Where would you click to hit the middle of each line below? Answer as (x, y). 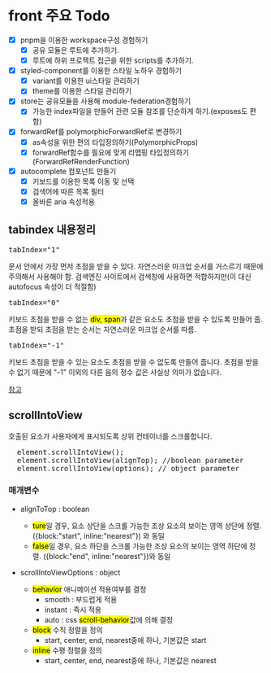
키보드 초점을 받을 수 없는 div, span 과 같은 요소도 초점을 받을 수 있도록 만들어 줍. (136, 319)
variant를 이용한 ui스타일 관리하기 (86, 81)
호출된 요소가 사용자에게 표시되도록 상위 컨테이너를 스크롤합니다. (110, 436)
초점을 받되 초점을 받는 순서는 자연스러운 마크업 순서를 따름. (103, 329)
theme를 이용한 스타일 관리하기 (82, 91)
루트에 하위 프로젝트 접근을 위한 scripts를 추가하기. (113, 60)
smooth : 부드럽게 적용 (81, 599)
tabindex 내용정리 (52, 230)
